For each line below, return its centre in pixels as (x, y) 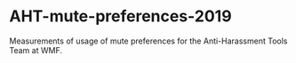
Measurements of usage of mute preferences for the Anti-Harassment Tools (148, 41)
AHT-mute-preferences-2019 (121, 16)
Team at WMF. (36, 50)
